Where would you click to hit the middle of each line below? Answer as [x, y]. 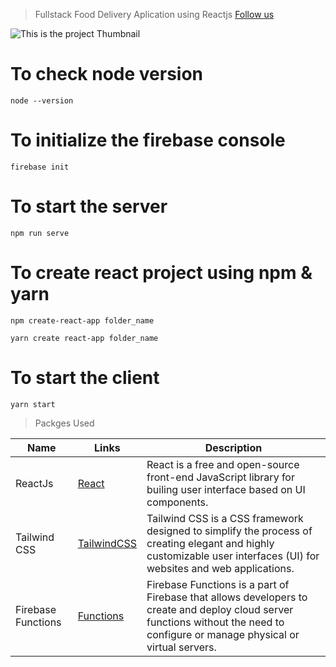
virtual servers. [181, 647]
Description [233, 447]
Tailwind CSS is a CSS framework [225, 518]
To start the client [85, 377]
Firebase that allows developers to [227, 597]
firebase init [40, 167]
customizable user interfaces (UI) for [233, 556]
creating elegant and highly [210, 543]
